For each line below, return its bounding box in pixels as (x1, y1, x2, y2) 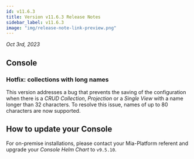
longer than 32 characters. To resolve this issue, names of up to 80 (6, 101, 168, 108)
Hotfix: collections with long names (6, 75, 110, 84)
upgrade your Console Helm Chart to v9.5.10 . (6, 146, 117, 153)
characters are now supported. (6, 107, 81, 114)
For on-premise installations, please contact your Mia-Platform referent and (6, 140, 189, 147)
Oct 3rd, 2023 (6, 41, 40, 48)
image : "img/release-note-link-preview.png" (6, 25, 117, 31)
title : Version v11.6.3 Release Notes (6, 14, 101, 20)
